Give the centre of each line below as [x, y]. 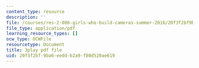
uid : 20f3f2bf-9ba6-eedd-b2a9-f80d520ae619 [61, 56]
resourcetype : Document [36, 45]
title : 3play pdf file [34, 50]
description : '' [26, 17]
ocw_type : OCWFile [29, 39]
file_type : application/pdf [41, 28]
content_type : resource [36, 12]
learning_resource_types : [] [42, 34]
